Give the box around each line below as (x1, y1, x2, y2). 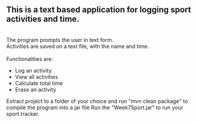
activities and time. (6, 14, 80, 24)
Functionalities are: (6, 55, 53, 62)
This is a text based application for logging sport (6, 5, 192, 15)
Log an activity (14, 67, 52, 74)
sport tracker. (6, 110, 40, 117)
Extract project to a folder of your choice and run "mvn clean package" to (6, 97, 188, 104)
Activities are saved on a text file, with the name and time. (6, 42, 150, 50)
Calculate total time (14, 79, 63, 87)
